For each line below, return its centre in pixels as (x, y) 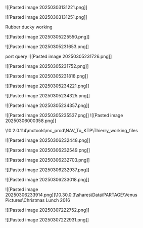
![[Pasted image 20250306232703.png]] (47, 160)
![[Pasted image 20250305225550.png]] (47, 37)
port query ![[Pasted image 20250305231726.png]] (59, 56)
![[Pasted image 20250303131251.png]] (46, 17)
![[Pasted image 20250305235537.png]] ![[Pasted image (64, 115)
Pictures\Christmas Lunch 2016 (38, 200)
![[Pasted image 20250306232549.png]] (48, 150)
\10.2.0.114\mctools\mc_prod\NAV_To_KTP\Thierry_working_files (71, 130)
